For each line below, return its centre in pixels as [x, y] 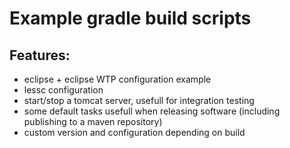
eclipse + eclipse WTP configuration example [117, 79]
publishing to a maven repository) [93, 121]
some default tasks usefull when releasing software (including [152, 111]
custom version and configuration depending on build [134, 132]
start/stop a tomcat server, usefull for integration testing [139, 100]
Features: [40, 55]
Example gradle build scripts [130, 18]
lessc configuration [63, 90]
